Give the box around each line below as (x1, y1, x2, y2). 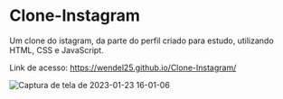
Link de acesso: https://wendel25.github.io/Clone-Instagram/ (9, 62, 237, 73)
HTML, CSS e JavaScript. (9, 44, 104, 55)
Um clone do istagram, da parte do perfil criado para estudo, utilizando (9, 35, 274, 46)
